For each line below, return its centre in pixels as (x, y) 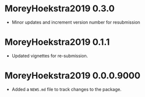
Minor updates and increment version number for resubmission (76, 22)
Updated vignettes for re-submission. (50, 56)
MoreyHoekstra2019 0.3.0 (60, 9)
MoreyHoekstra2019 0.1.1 (57, 42)
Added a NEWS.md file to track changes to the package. (67, 89)
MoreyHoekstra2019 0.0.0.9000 (72, 76)
